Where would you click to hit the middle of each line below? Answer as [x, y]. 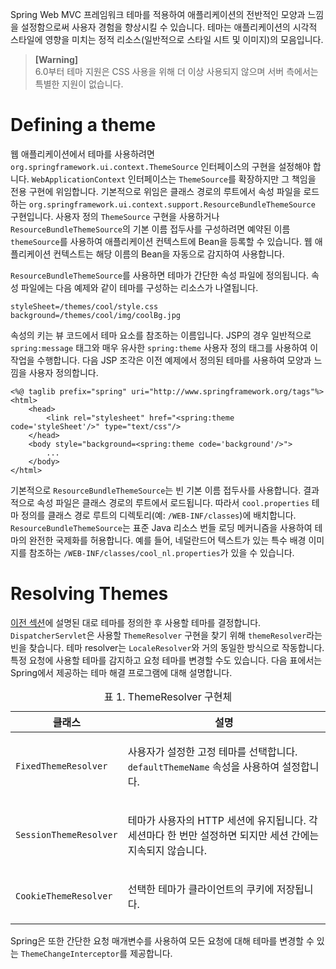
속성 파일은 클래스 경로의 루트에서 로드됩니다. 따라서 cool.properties [173, 502]
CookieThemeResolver [64, 896]
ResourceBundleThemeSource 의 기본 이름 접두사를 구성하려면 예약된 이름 [150, 229]
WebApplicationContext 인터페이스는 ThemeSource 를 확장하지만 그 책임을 [174, 179]
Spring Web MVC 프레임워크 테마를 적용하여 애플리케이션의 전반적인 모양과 [158, 14]
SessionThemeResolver [66, 834]
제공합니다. [151, 953]
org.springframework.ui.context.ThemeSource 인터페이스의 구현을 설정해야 [160, 166]
